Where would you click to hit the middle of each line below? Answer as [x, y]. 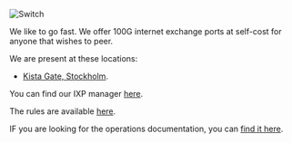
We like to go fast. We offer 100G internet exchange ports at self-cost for [146, 31]
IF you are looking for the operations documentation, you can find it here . [146, 129]
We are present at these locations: [74, 58]
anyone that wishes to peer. [61, 41]
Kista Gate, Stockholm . [65, 76]
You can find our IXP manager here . [76, 94]
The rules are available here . [63, 111]
